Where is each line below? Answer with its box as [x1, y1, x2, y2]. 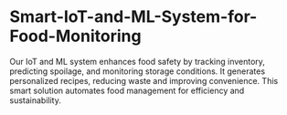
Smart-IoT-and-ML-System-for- [9, 6, 258, 27]
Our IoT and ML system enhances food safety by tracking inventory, [9, 56, 265, 67]
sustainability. [9, 94, 61, 106]
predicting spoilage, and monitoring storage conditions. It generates [9, 66, 266, 77]
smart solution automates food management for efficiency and [9, 85, 245, 96]
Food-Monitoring [9, 26, 142, 47]
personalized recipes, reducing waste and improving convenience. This [9, 75, 279, 86]
